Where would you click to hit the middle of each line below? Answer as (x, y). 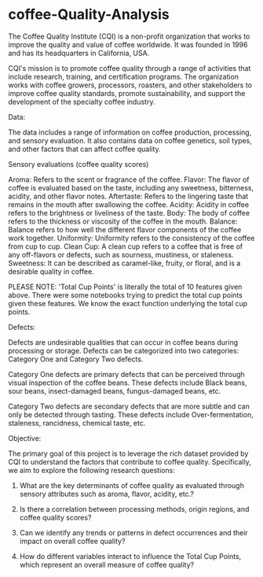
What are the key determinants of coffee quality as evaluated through (132, 485)
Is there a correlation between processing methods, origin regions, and (134, 509)
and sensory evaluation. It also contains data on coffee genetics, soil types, (130, 140)
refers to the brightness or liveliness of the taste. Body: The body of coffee (129, 213)
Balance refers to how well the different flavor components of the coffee (125, 229)
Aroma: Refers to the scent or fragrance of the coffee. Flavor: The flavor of (129, 179)
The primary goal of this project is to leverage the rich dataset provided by (128, 453)
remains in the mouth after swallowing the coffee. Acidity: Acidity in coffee (129, 204)
